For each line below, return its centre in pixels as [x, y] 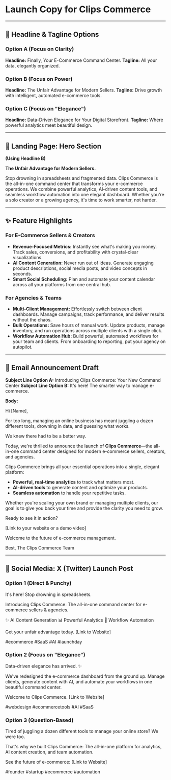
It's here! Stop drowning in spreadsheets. [48, 594]
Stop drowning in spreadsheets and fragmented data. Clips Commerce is [82, 178]
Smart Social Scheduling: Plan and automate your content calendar [84, 279]
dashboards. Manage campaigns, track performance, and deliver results [88, 314]
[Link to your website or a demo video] [46, 528]
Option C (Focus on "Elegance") [46, 108]
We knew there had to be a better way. [46, 436]
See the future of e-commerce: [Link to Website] [56, 762]
